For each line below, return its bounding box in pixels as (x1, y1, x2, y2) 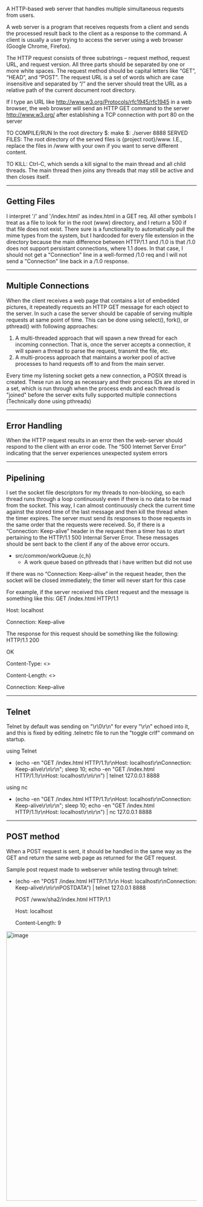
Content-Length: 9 (14, 919, 62, 926)
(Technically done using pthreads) (6, 397, 92, 405)
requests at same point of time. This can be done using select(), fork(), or (6, 316, 189, 323)
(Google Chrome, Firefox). (6, 42, 71, 50)
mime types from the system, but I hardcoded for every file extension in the (6, 231, 195, 239)
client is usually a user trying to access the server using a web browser (6, 36, 183, 43)
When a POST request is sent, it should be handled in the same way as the (6, 847, 192, 855)
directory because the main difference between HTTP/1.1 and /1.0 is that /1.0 (6, 238, 196, 245)
